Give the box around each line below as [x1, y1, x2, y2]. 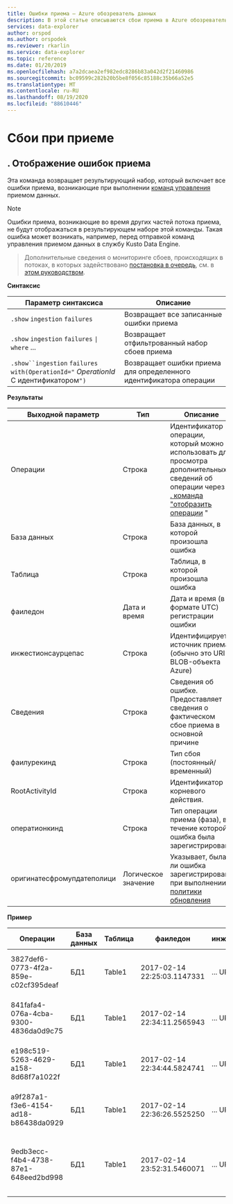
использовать [169, 447, 217, 457]
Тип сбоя [169, 749, 201, 758]
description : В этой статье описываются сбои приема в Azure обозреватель [7, 17, 228, 24]
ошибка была [169, 832, 215, 841]
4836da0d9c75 [10, 1026, 64, 1036]
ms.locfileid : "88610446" [7, 101, 82, 107]
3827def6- [10, 954, 49, 963]
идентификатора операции [124, 375, 215, 385]
